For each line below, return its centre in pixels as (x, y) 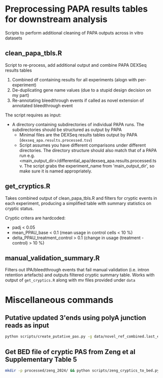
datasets (14, 38)
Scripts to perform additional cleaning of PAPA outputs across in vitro (74, 33)
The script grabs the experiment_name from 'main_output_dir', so (89, 166)
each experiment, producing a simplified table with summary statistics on (78, 203)
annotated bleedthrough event (42, 105)
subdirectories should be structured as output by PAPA (67, 130)
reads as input (27, 325)
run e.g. (27, 155)
